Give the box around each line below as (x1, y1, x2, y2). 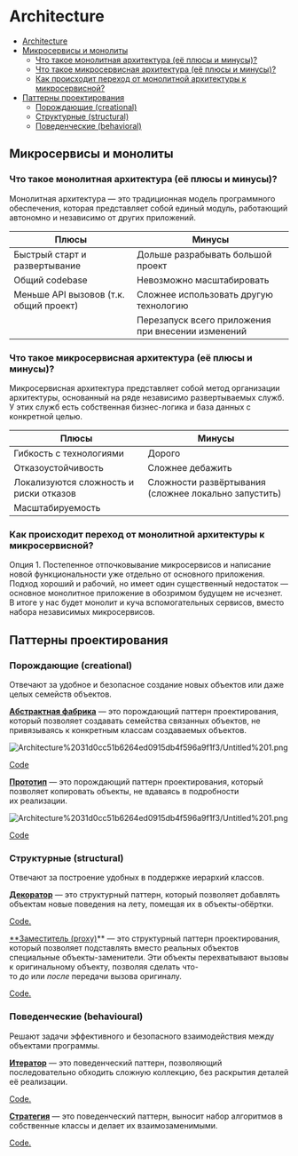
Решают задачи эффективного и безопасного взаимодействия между (9, 1031, 275, 1041)
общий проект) (13, 299, 79, 312)
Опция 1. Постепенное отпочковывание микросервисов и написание (9, 560, 271, 570)
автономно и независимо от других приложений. (9, 211, 197, 223)
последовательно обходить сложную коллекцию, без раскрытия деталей (9, 1066, 289, 1077)
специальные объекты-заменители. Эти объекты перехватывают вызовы (9, 953, 289, 963)
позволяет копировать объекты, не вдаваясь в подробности (9, 785, 239, 796)
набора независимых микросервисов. (9, 607, 155, 618)
